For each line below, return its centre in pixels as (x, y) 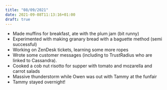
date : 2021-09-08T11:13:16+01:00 (40, 15)
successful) (25, 44)
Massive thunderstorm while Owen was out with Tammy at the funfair (85, 77)
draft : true (18, 19)
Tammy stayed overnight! (39, 82)
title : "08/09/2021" (27, 10)
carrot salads (26, 71)
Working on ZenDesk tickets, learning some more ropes (70, 50)
